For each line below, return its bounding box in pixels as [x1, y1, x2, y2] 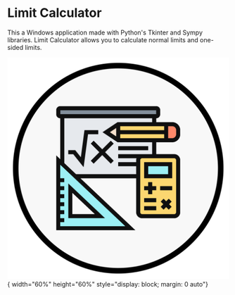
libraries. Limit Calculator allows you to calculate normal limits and [7, 35, 198, 44]
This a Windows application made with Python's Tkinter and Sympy [7, 28, 203, 37]
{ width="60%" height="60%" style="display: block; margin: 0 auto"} [7, 280, 209, 288]
